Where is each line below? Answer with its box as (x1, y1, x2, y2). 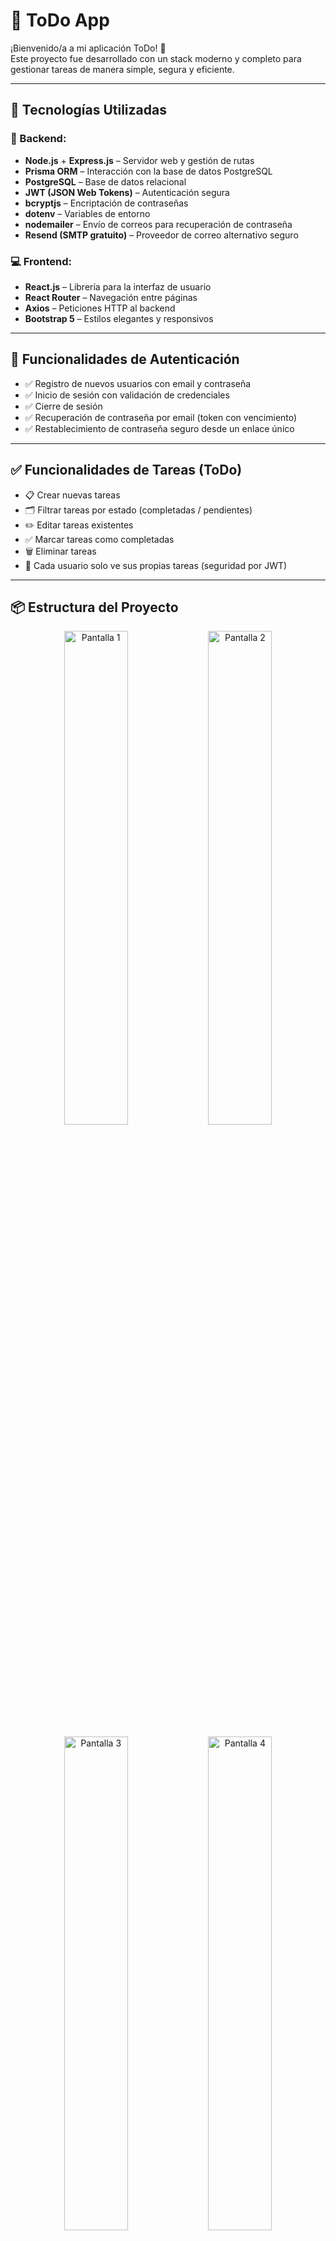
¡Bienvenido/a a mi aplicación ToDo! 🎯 (10, 42, 167, 54)
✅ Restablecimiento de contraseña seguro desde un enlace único (24, 422, 295, 434)
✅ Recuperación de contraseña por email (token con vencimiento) (24, 411, 298, 423)
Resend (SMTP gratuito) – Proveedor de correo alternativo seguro (24, 229, 299, 241)
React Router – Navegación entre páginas (24, 291, 198, 303)
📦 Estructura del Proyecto (10, 599, 179, 616)
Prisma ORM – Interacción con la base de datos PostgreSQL (24, 165, 273, 177)
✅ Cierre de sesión (24, 400, 103, 412)
